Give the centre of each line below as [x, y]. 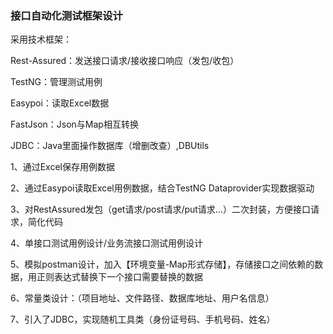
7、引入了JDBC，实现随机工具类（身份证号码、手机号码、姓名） [143, 319]
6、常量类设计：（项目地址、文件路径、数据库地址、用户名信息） [142, 298]
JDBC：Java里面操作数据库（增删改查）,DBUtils [110, 146]
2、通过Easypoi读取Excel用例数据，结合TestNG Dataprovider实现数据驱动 [162, 188]
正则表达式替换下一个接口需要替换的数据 [119, 277]
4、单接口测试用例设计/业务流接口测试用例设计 [107, 243]
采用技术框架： [41, 39]
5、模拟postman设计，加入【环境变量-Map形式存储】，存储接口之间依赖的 [162, 264]
